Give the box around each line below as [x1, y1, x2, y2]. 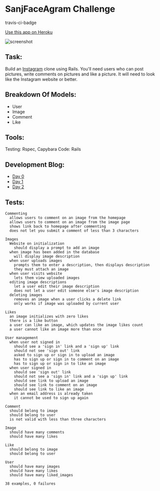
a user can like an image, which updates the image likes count [9, 322, 143, 327]
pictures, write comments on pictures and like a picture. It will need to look [5, 71, 155, 77]
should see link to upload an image [14, 378, 89, 383]
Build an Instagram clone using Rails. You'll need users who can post [5, 66, 144, 72]
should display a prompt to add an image [14, 245, 99, 250]
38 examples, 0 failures [5, 481, 56, 486]
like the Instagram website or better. [5, 76, 78, 82]
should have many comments [9, 430, 65, 435]
